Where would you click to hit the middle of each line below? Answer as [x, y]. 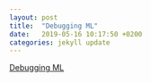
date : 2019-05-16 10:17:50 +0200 [76, 34]
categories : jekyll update [60, 42]
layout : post [34, 17]
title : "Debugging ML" [54, 26]
